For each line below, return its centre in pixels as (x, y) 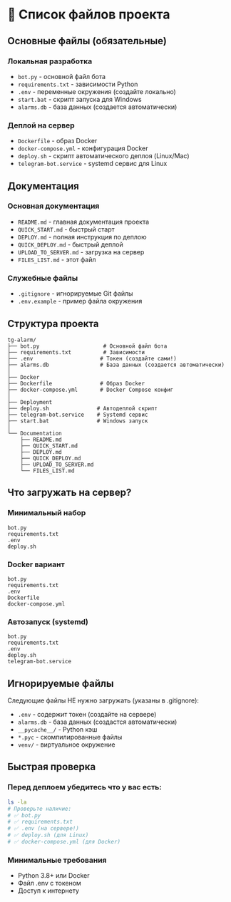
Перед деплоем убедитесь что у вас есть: (84, 787)
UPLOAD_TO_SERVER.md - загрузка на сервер (81, 252)
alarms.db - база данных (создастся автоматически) (97, 722)
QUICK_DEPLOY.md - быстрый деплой (70, 244)
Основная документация (53, 206)
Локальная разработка (50, 61)
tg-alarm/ (22, 340)
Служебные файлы (43, 278)
